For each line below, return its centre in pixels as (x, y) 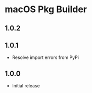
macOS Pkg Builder (46, 9)
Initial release (26, 86)
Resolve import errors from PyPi (45, 57)
